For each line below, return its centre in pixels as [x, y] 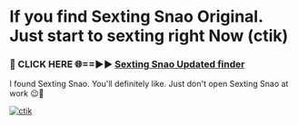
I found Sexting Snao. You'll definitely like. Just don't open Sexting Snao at [149, 84]
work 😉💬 [27, 93]
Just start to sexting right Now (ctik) [149, 36]
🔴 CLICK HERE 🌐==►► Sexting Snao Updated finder [127, 64]
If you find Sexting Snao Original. [136, 17]
